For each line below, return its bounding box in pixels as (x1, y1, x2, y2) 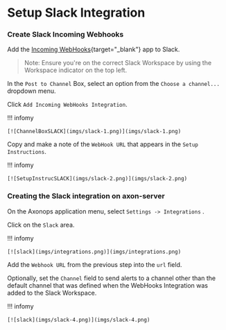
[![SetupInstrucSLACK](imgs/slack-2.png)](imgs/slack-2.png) (7, 175, 188, 182)
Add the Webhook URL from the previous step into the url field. (7, 260, 182, 268)
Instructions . (7, 148, 46, 156)
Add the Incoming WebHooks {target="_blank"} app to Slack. (7, 45, 180, 53)
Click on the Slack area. (7, 220, 75, 229)
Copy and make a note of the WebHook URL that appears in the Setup (7, 140, 199, 148)
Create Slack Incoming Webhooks (7, 30, 124, 40)
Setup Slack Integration (7, 5, 146, 21)
